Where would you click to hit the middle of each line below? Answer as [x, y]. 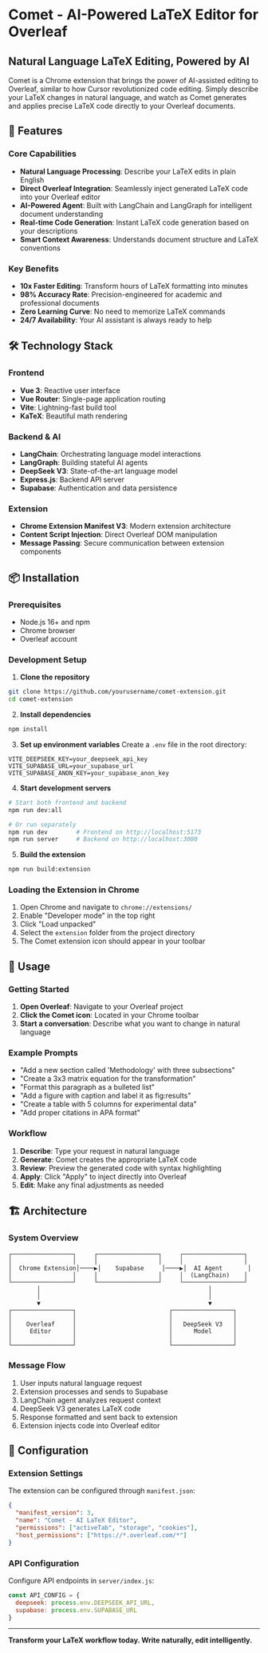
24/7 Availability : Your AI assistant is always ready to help [116, 320]
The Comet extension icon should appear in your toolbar [112, 941]
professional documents [59, 302]
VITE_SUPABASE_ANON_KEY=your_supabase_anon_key [89, 773]
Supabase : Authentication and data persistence [99, 488]
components [40, 552]
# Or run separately [43, 824]
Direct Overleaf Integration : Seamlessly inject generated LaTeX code [134, 188]
